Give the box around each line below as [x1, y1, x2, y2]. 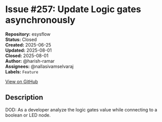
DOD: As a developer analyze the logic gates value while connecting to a [5, 106, 157, 112]
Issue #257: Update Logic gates [5, 4, 141, 15]
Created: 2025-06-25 [5, 42, 52, 48]
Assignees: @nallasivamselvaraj [5, 63, 74, 69]
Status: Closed [5, 36, 37, 43]
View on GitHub [5, 78, 38, 85]
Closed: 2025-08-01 [5, 52, 49, 59]
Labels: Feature [5, 68, 39, 74]
